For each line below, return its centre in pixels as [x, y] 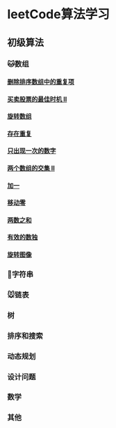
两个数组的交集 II [31, 168]
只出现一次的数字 [32, 151]
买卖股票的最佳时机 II [37, 99]
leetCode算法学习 [58, 14]
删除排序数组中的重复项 [41, 82]
